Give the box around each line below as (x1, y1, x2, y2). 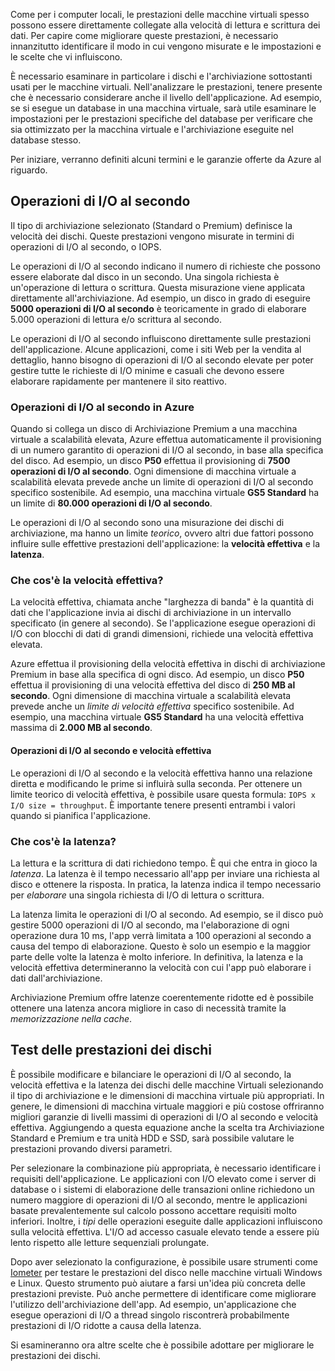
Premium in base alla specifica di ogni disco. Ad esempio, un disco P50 (10, 669, 305, 681)
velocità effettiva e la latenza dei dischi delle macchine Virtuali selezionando (10, 1079, 324, 1091)
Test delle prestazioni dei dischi (10, 1042, 213, 1059)
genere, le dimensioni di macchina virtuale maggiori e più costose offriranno (10, 1100, 325, 1112)
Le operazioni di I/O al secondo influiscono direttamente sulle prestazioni (10, 332, 312, 344)
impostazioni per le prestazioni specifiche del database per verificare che (10, 113, 314, 124)
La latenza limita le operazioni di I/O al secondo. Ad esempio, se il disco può (10, 908, 324, 920)
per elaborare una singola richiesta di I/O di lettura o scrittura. (10, 889, 265, 901)
